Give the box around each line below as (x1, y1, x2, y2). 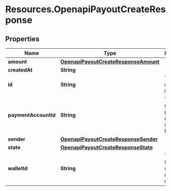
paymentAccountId (8, 112, 56, 118)
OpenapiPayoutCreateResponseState (60, 144, 153, 151)
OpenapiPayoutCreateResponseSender (60, 136, 158, 143)
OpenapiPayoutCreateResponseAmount (60, 58, 160, 65)
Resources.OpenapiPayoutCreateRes (5, 4, 166, 15)
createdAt (8, 67, 33, 73)
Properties (5, 35, 40, 43)
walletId (8, 165, 28, 172)
